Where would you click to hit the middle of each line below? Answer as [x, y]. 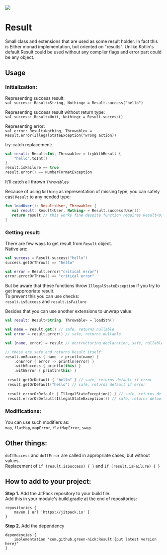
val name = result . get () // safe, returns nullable [60, 329]
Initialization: [21, 87]
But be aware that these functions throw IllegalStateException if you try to [83, 286]
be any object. [20, 57]
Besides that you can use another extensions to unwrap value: [69, 311]
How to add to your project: [48, 481]
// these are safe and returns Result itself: [54, 352]
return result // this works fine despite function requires [76, 215]
